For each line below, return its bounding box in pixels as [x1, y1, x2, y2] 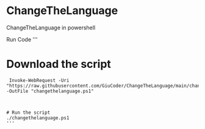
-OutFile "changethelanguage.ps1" [6, 88, 95, 94]
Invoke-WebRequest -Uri [9, 77, 70, 83]
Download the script [6, 57, 112, 71]
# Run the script [6, 109, 51, 116]
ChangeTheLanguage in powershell [6, 24, 96, 31]
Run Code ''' [6, 35, 38, 43]
